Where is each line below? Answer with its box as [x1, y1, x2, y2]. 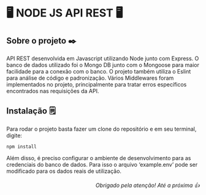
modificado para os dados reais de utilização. [6, 167, 121, 175]
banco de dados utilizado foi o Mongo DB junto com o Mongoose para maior [6, 61, 199, 69]
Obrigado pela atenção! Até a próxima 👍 [95, 182, 200, 189]
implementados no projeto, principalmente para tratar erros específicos [6, 81, 187, 88]
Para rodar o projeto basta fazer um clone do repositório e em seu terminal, [6, 125, 197, 132]
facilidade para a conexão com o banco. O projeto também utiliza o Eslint [6, 68, 191, 75]
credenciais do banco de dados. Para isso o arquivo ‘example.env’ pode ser [6, 161, 198, 168]
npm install [6, 143, 37, 150]
